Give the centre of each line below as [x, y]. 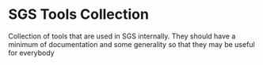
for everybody [31, 52]
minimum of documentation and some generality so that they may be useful [131, 44]
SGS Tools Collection [78, 14]
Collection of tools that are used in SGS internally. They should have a [122, 36]
